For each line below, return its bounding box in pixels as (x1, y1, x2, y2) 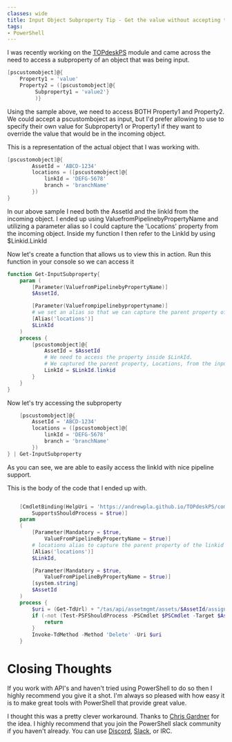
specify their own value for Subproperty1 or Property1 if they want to (7, 122, 202, 130)
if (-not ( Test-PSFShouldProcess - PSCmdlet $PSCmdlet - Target (32, 612, 215, 619)
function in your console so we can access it (7, 257, 135, 266)
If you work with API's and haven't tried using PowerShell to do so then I (7, 684, 213, 692)
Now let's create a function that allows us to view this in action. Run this (7, 250, 212, 258)
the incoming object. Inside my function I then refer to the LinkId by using (7, 229, 215, 237)
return (43, 618, 64, 626)
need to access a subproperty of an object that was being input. (7, 56, 190, 64)
